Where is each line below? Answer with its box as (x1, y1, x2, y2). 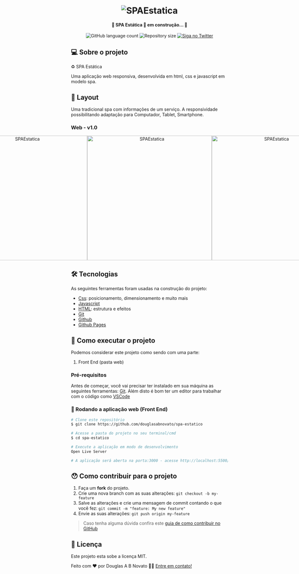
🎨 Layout (71, 93, 99, 102)
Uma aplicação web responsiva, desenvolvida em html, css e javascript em (71, 73, 225, 79)
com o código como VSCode (71, 393, 131, 399)
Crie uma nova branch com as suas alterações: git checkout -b (78, 490, 210, 496)
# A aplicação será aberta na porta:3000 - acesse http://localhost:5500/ (71, 458, 230, 463)
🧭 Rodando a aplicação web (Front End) (71, 406, 168, 413)
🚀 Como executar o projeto (71, 336, 155, 345)
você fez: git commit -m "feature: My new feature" (78, 505, 186, 511)
